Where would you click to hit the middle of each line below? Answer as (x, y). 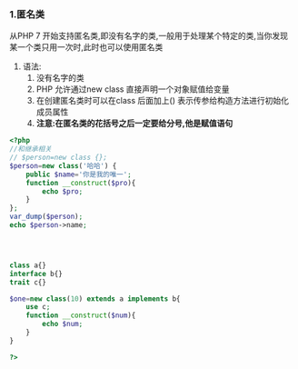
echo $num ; (63, 324)
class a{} (28, 265)
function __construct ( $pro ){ (81, 183)
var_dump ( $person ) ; (46, 217)
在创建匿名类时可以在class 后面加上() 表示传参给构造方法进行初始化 (162, 101)
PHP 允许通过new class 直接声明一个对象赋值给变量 (133, 89)
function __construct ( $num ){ (81, 315)
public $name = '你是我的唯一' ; (79, 175)
